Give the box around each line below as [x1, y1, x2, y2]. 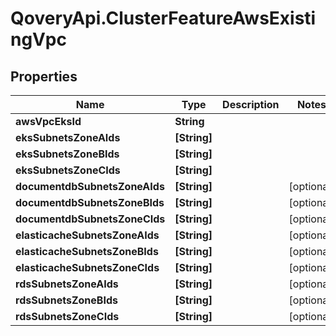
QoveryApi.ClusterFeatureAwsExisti [10, 7, 317, 30]
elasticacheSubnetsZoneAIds [15, 228, 160, 242]
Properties [10, 68, 78, 85]
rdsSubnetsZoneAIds [15, 277, 119, 291]
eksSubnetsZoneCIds [15, 163, 121, 177]
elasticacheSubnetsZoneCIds [15, 261, 160, 274]
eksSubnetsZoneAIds [15, 131, 121, 144]
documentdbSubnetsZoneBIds [15, 196, 165, 209]
